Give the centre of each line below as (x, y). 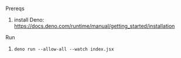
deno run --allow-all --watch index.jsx (64, 49)
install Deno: (29, 20)
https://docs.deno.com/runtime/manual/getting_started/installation (94, 26)
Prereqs (15, 8)
